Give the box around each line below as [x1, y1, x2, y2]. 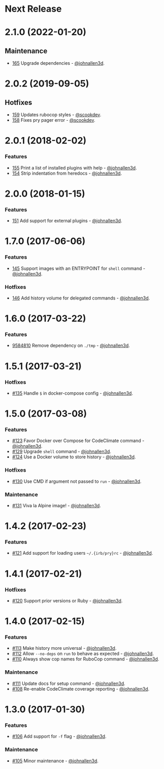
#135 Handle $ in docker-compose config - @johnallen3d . [12, 390, 133, 396]
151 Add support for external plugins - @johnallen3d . [12, 217, 122, 224]
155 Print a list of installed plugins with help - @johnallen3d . [12, 164, 137, 171]
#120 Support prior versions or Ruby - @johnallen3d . [12, 597, 123, 603]
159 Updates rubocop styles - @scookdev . [12, 112, 102, 118]
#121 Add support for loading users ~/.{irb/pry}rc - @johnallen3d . [12, 550, 153, 556]
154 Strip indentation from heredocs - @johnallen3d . [12, 170, 122, 176]
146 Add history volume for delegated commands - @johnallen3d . [12, 295, 150, 301]
